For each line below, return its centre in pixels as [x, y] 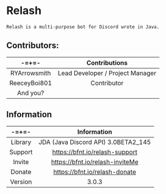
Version [21, 182]
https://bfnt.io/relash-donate [95, 171]
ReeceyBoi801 [31, 83]
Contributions [107, 63]
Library [21, 142]
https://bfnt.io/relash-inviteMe [95, 162]
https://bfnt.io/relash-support [95, 152]
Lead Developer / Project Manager [107, 73]
